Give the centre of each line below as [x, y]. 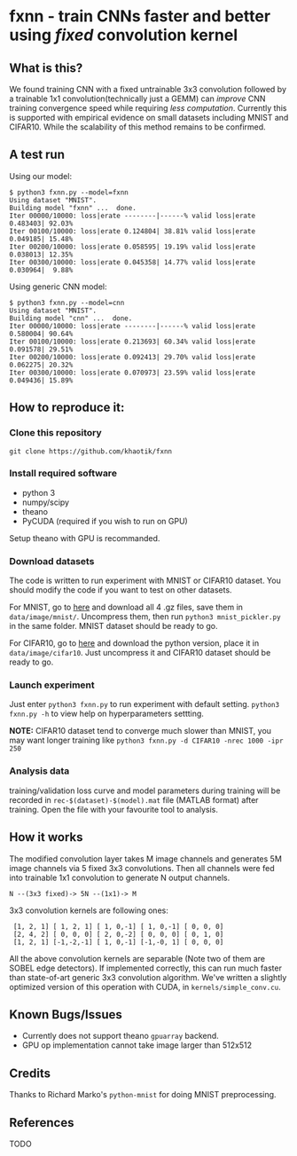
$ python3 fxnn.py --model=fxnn [69, 193]
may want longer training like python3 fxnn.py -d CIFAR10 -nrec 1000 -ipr [146, 740]
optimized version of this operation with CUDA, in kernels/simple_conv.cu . [145, 987]
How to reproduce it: [67, 408]
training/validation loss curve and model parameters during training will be [145, 790]
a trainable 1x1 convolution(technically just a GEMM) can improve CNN [137, 98]
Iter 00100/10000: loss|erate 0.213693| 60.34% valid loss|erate [132, 342]
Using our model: [41, 176]
